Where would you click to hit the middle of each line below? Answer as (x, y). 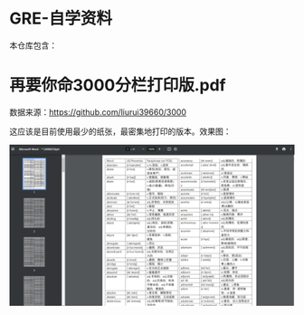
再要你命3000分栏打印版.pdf (118, 86)
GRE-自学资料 (61, 19)
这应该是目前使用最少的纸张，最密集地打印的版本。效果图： (120, 131)
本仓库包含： (33, 45)
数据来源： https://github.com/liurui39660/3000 (98, 112)
